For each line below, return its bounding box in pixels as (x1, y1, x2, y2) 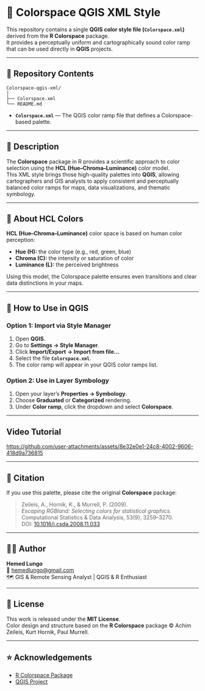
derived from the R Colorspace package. (6, 32, 110, 39)
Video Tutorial (6, 426, 62, 437)
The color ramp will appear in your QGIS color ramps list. (15, 361, 158, 368)
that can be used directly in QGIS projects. (6, 45, 113, 53)
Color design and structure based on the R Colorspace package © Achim (6, 621, 192, 629)
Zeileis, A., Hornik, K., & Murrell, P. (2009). (21, 500, 128, 508)
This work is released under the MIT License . (6, 615, 121, 623)
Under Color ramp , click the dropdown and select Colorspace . (15, 403, 174, 411)
